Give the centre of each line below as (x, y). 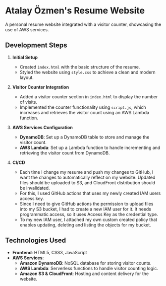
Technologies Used (35, 241)
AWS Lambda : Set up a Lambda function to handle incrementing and (90, 147)
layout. (27, 77)
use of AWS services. (27, 29)
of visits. (28, 102)
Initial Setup (25, 57)
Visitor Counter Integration (41, 87)
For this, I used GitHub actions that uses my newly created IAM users (90, 193)
